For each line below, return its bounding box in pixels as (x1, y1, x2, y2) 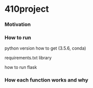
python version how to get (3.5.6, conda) (4, 45, 86, 51)
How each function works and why (4, 77, 89, 84)
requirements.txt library (4, 55, 52, 61)
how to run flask (4, 64, 37, 70)
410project (4, 3, 49, 15)
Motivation (4, 21, 31, 28)
